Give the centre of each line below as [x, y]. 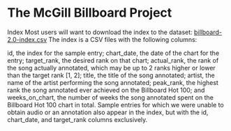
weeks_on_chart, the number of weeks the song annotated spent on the [111, 97]
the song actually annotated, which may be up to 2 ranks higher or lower [112, 68]
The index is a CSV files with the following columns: [123, 39]
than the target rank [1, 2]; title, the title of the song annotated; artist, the [111, 75]
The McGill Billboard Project [90, 13]
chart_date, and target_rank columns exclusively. [77, 119]
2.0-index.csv [27, 39]
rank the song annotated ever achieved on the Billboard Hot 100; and [106, 90]
